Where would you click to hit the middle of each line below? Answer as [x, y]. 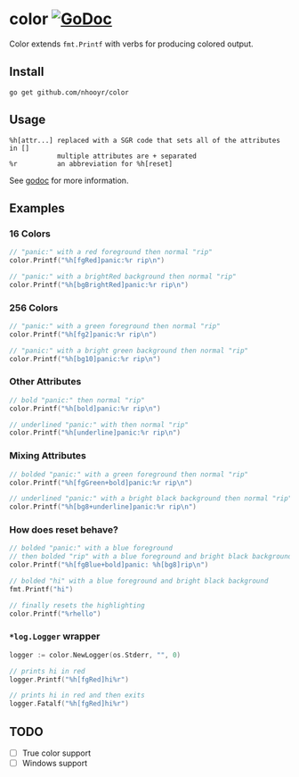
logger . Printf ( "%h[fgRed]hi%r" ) [69, 679]
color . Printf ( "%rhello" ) [55, 614]
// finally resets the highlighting [77, 605]
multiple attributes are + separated [127, 156]
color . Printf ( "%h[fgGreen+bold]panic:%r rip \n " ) [101, 483]
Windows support [55, 764]
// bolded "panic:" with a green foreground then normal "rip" [129, 474]
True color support [57, 753]
